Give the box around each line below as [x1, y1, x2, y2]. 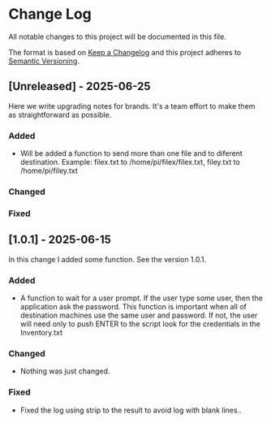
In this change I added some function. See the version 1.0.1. [8, 254, 207, 264]
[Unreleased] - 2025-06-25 [8, 80, 152, 93]
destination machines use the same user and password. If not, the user [19, 310, 258, 320]
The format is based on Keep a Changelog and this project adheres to [8, 47, 242, 57]
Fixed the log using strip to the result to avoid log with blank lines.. [19, 405, 242, 415]
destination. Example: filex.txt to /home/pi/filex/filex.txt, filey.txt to [19, 158, 241, 167]
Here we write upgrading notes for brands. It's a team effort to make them [8, 101, 256, 110]
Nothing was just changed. [19, 366, 110, 376]
